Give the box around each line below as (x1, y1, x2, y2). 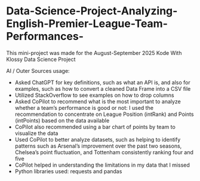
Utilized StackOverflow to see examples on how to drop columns (14, 91, 174, 99)
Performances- (6, 30, 84, 43)
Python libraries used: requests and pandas (14, 167, 122, 174)
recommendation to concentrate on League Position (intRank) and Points (14, 111, 194, 118)
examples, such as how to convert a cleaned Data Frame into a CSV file (14, 85, 191, 92)
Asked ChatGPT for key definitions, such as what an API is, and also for (14, 79, 190, 86)
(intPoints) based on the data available (14, 116, 110, 124)
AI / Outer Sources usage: (6, 67, 70, 74)
